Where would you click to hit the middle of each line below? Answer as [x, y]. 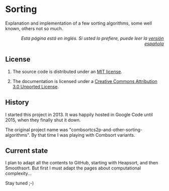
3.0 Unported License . [36, 86]
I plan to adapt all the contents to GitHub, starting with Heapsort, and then [82, 163]
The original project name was [37, 130]
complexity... [18, 173]
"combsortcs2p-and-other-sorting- [106, 130]
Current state [27, 151]
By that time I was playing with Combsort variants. [83, 135]
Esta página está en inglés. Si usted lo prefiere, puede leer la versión [92, 38]
